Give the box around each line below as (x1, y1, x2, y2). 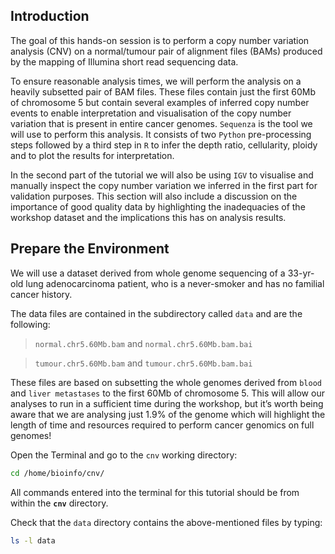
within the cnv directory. (10, 497, 109, 509)
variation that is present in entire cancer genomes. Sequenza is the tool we (10, 117, 313, 129)
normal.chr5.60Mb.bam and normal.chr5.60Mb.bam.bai (34, 337, 253, 349)
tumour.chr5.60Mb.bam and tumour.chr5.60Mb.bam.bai (34, 357, 253, 369)
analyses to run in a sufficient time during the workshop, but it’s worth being (10, 397, 324, 409)
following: (10, 318, 51, 330)
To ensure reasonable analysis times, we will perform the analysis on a (10, 75, 302, 87)
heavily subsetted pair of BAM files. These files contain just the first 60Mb (10, 85, 317, 98)
